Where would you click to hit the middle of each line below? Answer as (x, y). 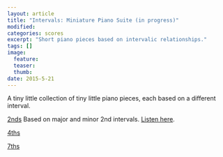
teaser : (25, 66)
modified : (22, 27)
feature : (26, 59)
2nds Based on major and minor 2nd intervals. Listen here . (91, 119)
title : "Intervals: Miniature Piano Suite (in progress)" (93, 20)
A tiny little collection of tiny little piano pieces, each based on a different (111, 98)
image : (17, 53)
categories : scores (36, 33)
